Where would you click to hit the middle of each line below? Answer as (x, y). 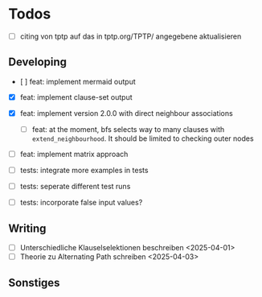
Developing (37, 62)
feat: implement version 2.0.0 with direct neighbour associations (126, 113)
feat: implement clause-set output (76, 97)
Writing (27, 228)
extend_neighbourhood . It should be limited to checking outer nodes (143, 138)
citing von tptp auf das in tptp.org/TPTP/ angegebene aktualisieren (131, 36)
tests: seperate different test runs (75, 187)
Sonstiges (34, 283)
